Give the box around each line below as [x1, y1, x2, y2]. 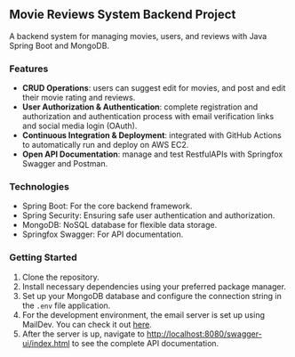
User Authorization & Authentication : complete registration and [21, 101, 259, 112]
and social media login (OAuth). [21, 120, 138, 132]
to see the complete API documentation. [71, 337, 219, 348]
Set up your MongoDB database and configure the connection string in [21, 290, 282, 301]
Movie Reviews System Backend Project [9, 7, 236, 22]
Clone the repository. [21, 272, 100, 282]
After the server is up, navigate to [21, 329, 145, 339]
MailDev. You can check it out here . [21, 319, 153, 329]
